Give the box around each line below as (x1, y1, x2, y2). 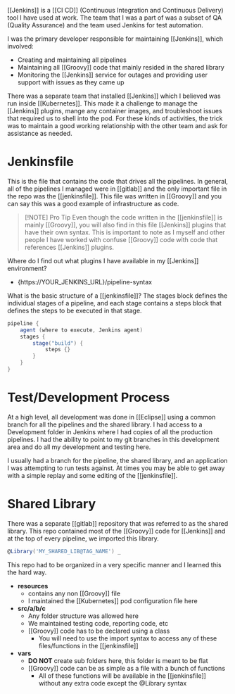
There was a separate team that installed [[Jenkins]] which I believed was (7, 92, 221, 100)
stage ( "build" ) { (32, 339, 83, 347)
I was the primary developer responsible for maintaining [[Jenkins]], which (7, 34, 224, 43)
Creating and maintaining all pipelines (17, 56, 127, 64)
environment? (7, 264, 47, 272)
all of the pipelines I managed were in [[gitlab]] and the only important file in (7, 184, 227, 193)
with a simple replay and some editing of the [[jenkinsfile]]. (7, 471, 178, 479)
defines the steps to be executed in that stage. (7, 306, 142, 315)
